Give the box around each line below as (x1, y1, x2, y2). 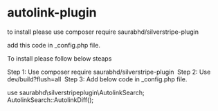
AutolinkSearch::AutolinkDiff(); (7, 95, 94, 104)
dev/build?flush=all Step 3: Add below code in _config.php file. (7, 74, 188, 83)
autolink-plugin (7, 5, 97, 21)
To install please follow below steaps (7, 54, 112, 63)
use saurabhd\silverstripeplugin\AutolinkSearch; (7, 88, 145, 97)
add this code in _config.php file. (7, 41, 100, 49)
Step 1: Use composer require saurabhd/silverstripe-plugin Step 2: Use (7, 68, 211, 76)
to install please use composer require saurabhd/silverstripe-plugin (7, 28, 199, 36)
